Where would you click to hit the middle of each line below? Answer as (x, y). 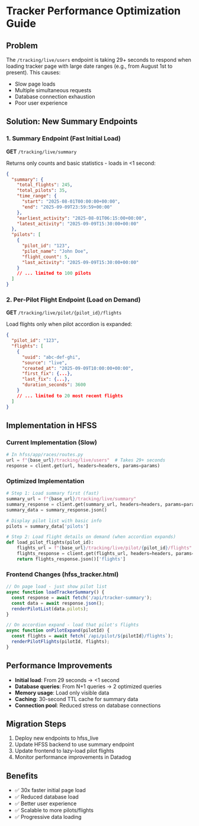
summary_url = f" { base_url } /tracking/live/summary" (71, 499)
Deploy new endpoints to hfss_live (57, 738)
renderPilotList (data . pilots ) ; (50, 609)
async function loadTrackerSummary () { (55, 592)
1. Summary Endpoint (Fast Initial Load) (64, 139)
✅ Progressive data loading (48, 817)
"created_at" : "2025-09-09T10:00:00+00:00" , (78, 368)
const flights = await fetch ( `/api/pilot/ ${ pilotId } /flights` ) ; (92, 636)
